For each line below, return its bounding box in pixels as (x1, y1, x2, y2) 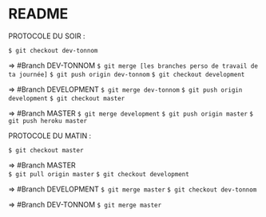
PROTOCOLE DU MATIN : (8, 131, 92, 140)
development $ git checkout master (8, 94, 125, 102)
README (8, 5, 69, 23)
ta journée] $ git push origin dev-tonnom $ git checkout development (8, 70, 245, 78)
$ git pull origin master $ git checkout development (8, 170, 189, 178)
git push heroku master (8, 116, 88, 124)
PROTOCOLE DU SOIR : (8, 31, 85, 41)
